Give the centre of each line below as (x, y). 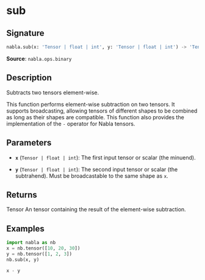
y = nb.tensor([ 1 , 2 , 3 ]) (39, 254)
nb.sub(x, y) (23, 259)
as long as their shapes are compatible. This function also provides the (95, 117)
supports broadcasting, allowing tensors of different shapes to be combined (102, 111)
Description (29, 78)
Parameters (29, 143)
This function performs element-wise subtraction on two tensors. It (91, 104)
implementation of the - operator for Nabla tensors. (71, 124)
